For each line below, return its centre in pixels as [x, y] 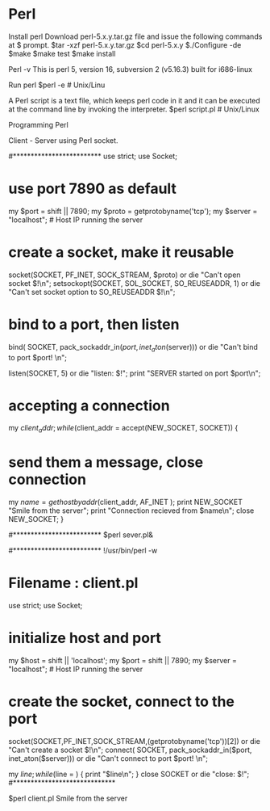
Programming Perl [38, 124]
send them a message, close [106, 462]
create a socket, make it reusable [121, 252]
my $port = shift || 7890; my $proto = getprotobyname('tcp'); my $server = [133, 211]
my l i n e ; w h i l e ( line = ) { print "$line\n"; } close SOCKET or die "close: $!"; [129, 774]
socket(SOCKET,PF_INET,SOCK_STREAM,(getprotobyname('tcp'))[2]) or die [134, 742]
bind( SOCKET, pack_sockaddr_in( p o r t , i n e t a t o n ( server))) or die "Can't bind [133, 348]
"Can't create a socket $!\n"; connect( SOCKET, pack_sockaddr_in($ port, [130, 750]
